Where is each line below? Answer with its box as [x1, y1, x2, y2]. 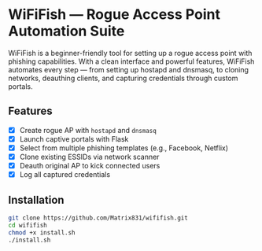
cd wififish [8, 221, 47, 229]
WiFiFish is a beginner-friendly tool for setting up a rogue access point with [8, 48, 253, 57]
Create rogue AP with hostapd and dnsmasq [19, 125, 157, 135]
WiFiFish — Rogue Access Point [8, 6, 220, 24]
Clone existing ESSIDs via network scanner [19, 152, 160, 161]
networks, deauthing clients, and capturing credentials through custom [8, 73, 238, 83]
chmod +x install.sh [8, 228, 76, 237]
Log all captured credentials [19, 170, 111, 179]
